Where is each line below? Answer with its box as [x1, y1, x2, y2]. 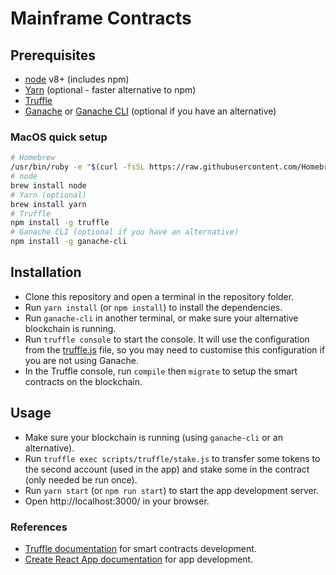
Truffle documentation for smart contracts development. [24, 542, 257, 554]
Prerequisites [10, 47, 96, 64]
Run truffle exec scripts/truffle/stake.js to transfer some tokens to [24, 452, 321, 464]
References [10, 520, 68, 534]
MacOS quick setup [10, 130, 108, 144]
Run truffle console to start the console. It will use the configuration [24, 333, 310, 345]
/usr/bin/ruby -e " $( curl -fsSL [10, 162, 145, 172]
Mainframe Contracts [10, 7, 192, 30]
